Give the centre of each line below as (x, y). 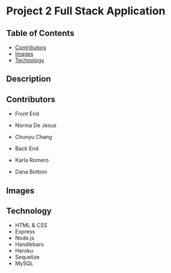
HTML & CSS (31, 225)
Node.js (25, 238)
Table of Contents (40, 33)
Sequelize (27, 257)
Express (25, 232)
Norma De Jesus (36, 125)
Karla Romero (32, 160)
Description (28, 79)
